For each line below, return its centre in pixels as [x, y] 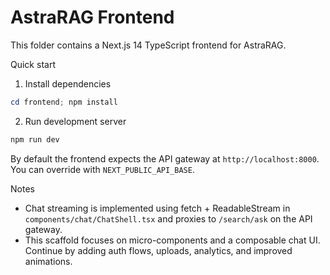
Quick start [33, 64]
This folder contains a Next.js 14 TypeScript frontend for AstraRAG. [148, 45]
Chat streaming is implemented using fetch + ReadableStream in [157, 208]
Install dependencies [68, 83]
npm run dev [35, 139]
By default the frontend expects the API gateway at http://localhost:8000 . [165, 158]
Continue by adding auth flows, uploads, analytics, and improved [158, 250]
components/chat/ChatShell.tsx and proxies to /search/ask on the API [168, 218]
